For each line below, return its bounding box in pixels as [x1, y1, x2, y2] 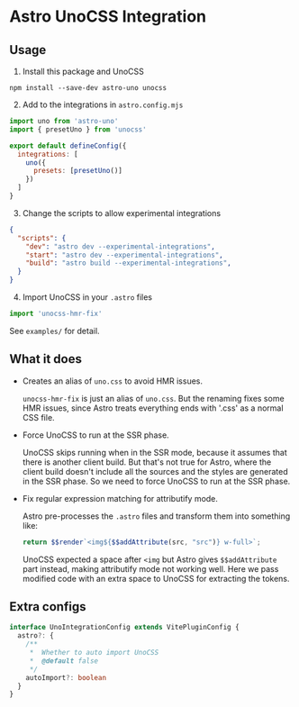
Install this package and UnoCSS [22, 66, 144, 77]
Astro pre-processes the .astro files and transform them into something [22, 511, 291, 521]
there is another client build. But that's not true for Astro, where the [22, 457, 272, 467]
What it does [9, 351, 83, 367]
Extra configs [9, 599, 86, 614]
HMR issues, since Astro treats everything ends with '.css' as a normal [22, 403, 284, 413]
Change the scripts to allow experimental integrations [22, 207, 222, 218]
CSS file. [22, 412, 56, 422]
